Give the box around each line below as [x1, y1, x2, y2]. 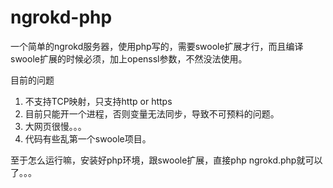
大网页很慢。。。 [24, 120, 87, 132]
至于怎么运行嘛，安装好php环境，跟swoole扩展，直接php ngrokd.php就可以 [10, 154, 323, 166]
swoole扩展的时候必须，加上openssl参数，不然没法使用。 [10, 52, 248, 65]
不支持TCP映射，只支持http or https [24, 95, 173, 107]
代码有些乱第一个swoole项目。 [24, 132, 152, 145]
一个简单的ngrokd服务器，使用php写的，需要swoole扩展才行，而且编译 [10, 40, 304, 52]
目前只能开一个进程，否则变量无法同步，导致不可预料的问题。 [24, 107, 280, 120]
